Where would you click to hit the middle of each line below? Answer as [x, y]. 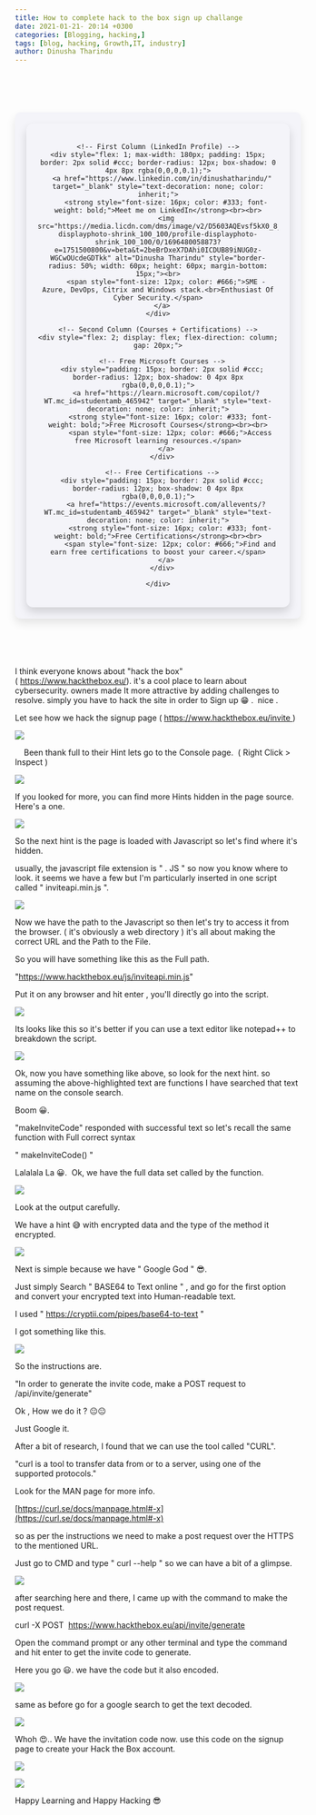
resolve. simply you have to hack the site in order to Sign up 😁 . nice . [147, 700]
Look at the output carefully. [68, 1207]
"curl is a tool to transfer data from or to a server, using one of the [138, 1464]
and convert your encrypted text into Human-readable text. [126, 1296]
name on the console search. [69, 1093]
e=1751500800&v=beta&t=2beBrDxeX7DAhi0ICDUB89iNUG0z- [158, 251]
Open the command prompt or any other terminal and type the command [151, 1643]
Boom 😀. [32, 1110]
